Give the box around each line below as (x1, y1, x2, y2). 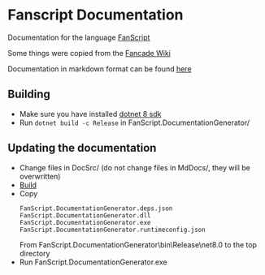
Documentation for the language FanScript (7, 32, 150, 42)
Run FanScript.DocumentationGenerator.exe (19, 257, 167, 267)
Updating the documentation (7, 141, 157, 155)
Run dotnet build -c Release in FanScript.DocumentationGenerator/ (19, 118, 250, 127)
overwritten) (19, 171, 61, 181)
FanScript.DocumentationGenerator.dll (19, 211, 151, 220)
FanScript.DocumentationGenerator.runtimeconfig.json (19, 226, 206, 234)
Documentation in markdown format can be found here (7, 63, 192, 74)
